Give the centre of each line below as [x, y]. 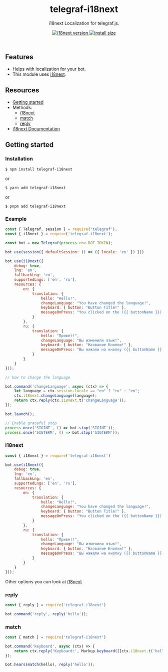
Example [16, 219]
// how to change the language [38, 377]
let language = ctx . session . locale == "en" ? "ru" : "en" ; [77, 391]
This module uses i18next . [39, 74]
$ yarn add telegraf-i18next [35, 188]
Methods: [22, 108]
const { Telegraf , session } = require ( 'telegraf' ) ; [61, 229]
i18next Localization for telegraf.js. [84, 23]
